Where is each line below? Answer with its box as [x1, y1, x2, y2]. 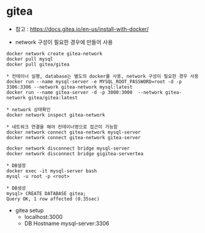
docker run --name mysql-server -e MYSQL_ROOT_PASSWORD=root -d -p [6, 78, 182, 85]
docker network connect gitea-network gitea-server [6, 134, 141, 140]
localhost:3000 [24, 213, 63, 220]
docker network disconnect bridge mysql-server [6, 145, 130, 151]
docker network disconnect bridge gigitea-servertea [6, 150, 144, 157]
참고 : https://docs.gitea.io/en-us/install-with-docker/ [15, 25, 149, 32]
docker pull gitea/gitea [6, 61, 70, 67]
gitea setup [15, 207, 44, 214]
